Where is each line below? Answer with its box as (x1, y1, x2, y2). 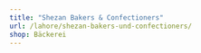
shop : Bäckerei (9, 30, 67, 39)
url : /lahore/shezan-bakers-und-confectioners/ (9, 22, 193, 31)
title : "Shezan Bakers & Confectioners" (9, 13, 165, 22)
